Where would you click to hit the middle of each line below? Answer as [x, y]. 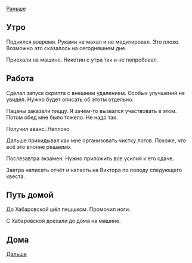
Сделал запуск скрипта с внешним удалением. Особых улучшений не [96, 93]
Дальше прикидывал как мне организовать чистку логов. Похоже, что [96, 140]
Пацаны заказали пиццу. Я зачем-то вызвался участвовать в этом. [92, 111]
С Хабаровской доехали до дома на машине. [64, 221]
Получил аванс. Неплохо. [39, 129]
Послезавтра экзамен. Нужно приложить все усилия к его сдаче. [90, 158]
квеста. [16, 176]
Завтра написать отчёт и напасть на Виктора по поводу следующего [94, 170]
